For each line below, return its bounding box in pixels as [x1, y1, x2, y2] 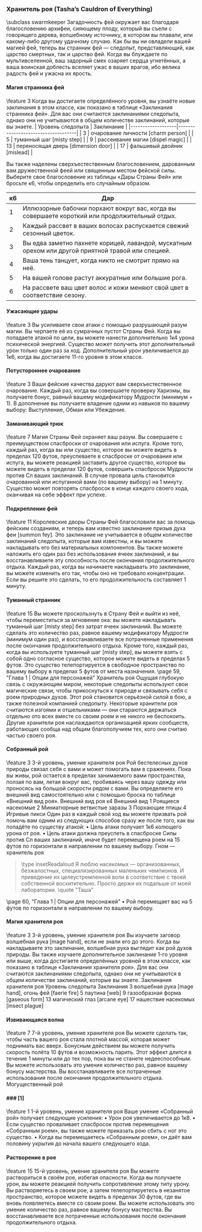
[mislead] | [6, 149, 33, 156]
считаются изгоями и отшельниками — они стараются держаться [6, 706, 177, 713]
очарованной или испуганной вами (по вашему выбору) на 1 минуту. [6, 478, 184, 486]
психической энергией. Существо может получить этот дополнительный [6, 340, 195, 347]
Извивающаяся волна [6, 1016, 64, 1023]
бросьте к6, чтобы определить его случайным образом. [6, 179, 151, 187]
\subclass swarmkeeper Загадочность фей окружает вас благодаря [6, 19, 179, 26]
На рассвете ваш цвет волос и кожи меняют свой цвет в [22, 283, 189, 292]
